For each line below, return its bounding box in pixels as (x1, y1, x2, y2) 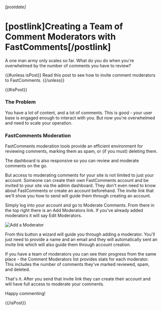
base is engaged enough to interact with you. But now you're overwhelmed (5, 114, 155, 121)
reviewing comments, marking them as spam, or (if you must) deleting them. (5, 148, 158, 154)
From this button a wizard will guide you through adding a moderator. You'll (5, 231, 155, 237)
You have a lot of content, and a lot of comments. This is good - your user (5, 110, 153, 115)
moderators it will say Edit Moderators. (5, 212, 82, 218)
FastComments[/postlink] (5, 41, 111, 52)
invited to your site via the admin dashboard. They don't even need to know (5, 182, 156, 189)
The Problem (5, 98, 36, 105)
